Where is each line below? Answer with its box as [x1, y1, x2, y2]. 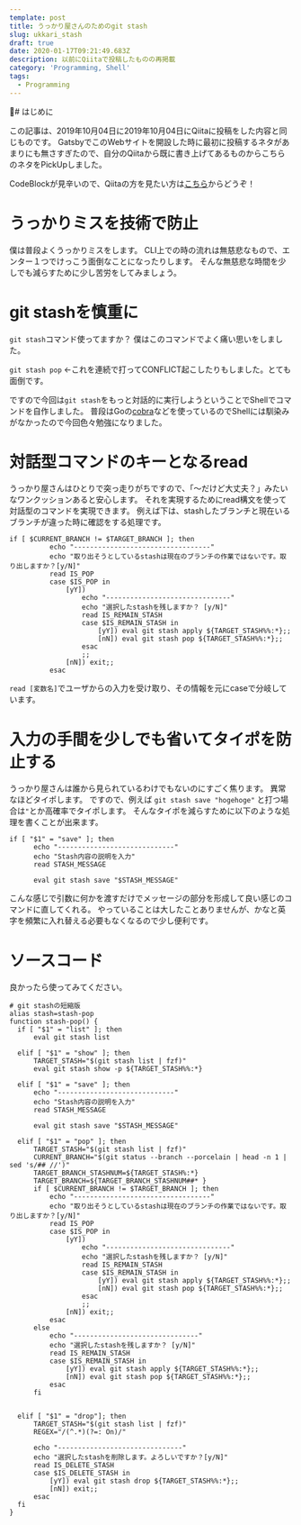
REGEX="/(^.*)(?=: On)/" [32, 1428, 127, 1437]
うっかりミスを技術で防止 [9, 213, 199, 233]
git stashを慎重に [9, 302, 139, 322]
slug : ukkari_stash [9, 30, 83, 39]
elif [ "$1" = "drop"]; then [17, 1412, 127, 1421]
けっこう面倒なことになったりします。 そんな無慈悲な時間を [56, 256, 279, 267]
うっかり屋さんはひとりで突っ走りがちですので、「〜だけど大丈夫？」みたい [9, 483, 289, 494]
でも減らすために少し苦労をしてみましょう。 [16, 267, 182, 277]
